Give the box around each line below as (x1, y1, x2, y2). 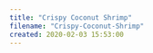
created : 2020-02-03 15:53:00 (9, 30, 125, 39)
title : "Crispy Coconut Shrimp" (9, 13, 132, 22)
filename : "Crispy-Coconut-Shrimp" (9, 22, 145, 31)
